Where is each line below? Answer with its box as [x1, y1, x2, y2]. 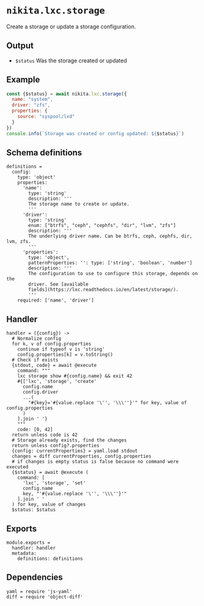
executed [6, 464, 29, 470]
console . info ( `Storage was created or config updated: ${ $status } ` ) [6, 130, 184, 136]
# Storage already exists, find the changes [12, 437, 127, 443]
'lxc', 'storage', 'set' [22, 480, 86, 486]
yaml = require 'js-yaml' [6, 588, 72, 594]
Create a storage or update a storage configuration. [6, 23, 136, 30]
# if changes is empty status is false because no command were [12, 459, 179, 465]
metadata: [12, 550, 37, 556]
